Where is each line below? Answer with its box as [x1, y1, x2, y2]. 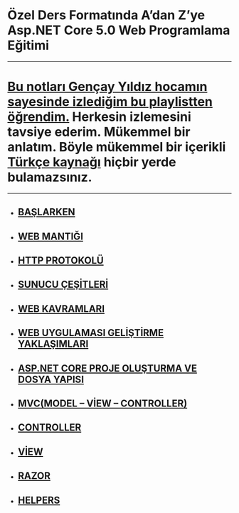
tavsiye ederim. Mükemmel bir [7, 124, 191, 140]
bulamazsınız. [7, 169, 92, 185]
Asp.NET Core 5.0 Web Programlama [7, 22, 230, 38]
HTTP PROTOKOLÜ [17, 254, 105, 266]
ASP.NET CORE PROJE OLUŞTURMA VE [17, 362, 198, 374]
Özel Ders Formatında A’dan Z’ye [7, 7, 206, 23]
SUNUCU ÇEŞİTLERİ [17, 279, 109, 291]
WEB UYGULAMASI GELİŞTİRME [17, 327, 164, 339]
